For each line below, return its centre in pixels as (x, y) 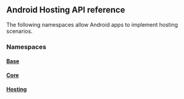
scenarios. (19, 31)
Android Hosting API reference (66, 10)
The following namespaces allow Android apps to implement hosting (92, 24)
